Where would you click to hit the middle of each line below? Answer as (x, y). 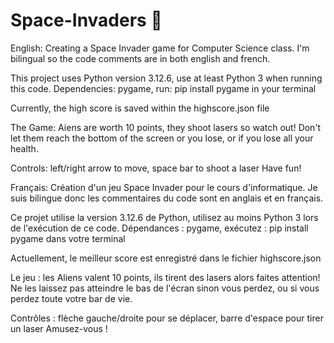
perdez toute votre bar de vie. (71, 298)
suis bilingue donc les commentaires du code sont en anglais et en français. (167, 198)
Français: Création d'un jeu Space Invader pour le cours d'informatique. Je (164, 187)
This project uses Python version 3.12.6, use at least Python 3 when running (166, 78)
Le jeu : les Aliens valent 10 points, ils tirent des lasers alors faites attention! (165, 277)
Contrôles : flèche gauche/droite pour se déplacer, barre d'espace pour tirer (167, 318)
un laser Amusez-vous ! (59, 328)
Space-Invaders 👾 (86, 20)
